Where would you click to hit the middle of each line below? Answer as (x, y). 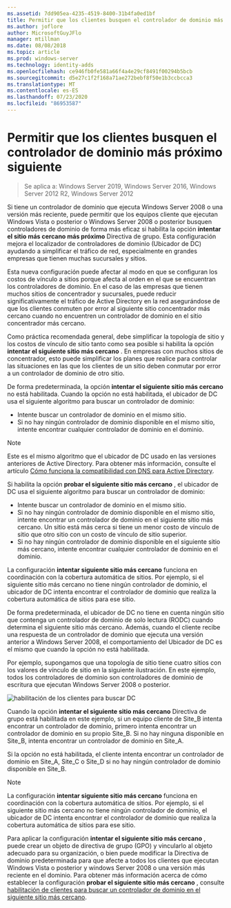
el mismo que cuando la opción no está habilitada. (79, 649)
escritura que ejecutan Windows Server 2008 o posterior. (89, 684)
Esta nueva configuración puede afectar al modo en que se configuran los (112, 272)
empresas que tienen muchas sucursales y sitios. (77, 258)
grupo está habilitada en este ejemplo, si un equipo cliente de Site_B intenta (115, 719)
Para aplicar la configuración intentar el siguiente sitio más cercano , (106, 838)
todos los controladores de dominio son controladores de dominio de (105, 677)
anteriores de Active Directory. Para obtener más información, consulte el (111, 463)
